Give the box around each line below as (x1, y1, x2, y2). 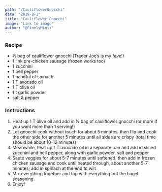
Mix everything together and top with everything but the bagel (12, 170, 139, 176)
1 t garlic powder (12, 90, 46, 96)
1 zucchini (12, 64, 33, 69)
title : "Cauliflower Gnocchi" (5, 16, 67, 21)
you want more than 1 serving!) (12, 124, 75, 129)
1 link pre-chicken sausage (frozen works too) (12, 58, 105, 64)
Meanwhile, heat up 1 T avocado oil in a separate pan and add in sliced (12, 144, 156, 150)
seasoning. (12, 176, 35, 182)
